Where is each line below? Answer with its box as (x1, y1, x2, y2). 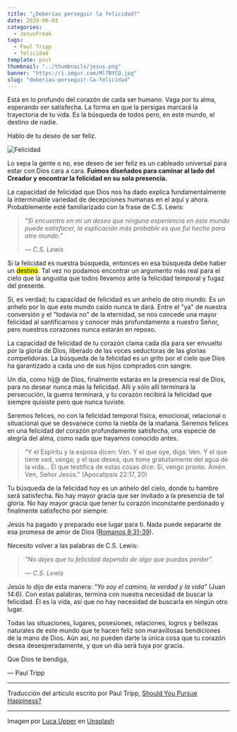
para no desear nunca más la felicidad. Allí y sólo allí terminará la (7, 383, 196, 391)
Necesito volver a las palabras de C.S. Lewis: (7, 542, 139, 550)
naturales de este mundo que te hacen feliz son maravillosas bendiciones (7, 627, 221, 635)
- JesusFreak (13, 30, 52, 37)
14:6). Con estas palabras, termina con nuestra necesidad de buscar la (7, 590, 213, 598)
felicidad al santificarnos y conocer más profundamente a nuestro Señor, (7, 318, 219, 326)
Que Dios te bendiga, (7, 655, 69, 663)
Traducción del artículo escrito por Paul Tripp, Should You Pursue (7, 689, 197, 697)
